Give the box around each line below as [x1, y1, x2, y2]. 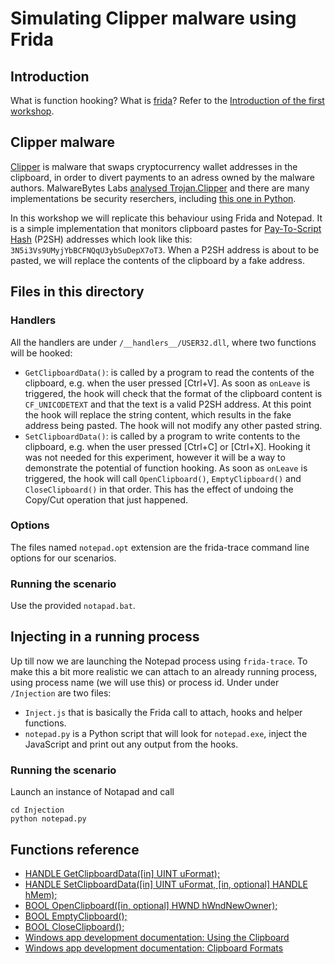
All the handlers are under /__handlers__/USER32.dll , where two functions [10, 336, 317, 348]
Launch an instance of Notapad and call [10, 786, 175, 798]
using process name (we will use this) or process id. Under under [10, 676, 280, 688]
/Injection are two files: [10, 687, 112, 699]
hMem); [24, 889, 58, 901]
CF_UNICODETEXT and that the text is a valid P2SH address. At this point [24, 398, 312, 410]
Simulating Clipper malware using [10, 7, 297, 30]
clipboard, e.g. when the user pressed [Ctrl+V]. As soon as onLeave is [24, 377, 311, 389]
